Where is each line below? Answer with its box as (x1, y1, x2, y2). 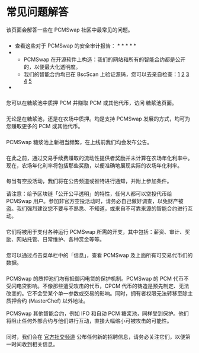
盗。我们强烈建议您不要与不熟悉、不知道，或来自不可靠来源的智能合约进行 (6, 205, 188, 212)
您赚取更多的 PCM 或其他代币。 (6, 122, 84, 129)
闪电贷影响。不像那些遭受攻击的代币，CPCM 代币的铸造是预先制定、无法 (11, 282, 190, 290)
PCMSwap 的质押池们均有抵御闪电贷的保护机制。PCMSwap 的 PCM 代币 (6, 275, 184, 282)
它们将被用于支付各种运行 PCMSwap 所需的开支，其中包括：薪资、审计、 (6, 228, 185, 236)
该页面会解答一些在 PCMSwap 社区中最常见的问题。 (6, 26, 133, 33)
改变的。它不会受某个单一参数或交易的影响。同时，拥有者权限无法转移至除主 (6, 290, 193, 297)
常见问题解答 (6, 5, 69, 19)
